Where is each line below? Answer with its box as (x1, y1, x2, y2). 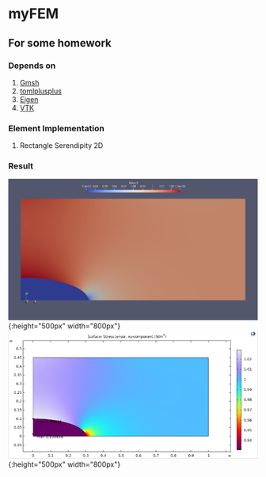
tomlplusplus (19, 86, 62, 96)
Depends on (8, 60, 56, 71)
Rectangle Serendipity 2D (19, 141, 104, 150)
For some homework (8, 36, 112, 50)
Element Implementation (8, 123, 104, 134)
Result (8, 161, 34, 172)
